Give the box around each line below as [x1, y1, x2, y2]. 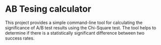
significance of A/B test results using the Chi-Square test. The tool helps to [5, 24, 157, 30]
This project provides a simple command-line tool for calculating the [5, 20, 143, 25]
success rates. [5, 35, 35, 41]
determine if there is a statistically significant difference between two [5, 30, 145, 36]
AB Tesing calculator [5, 3, 92, 15]
